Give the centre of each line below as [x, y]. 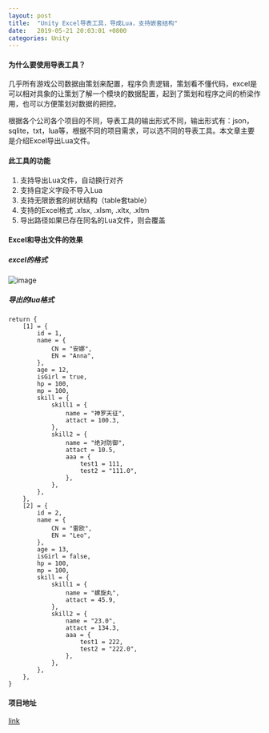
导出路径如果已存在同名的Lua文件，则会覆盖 [92, 220]
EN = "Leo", [71, 536]
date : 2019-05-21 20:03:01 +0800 [68, 30]
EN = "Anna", [72, 356]
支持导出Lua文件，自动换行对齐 [72, 180]
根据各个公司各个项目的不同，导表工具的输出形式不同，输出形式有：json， [131, 121]
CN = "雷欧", [71, 529]
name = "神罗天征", [95, 414]
